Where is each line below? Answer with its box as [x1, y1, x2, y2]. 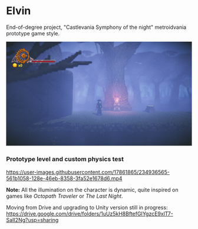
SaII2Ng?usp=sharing [6, 216, 59, 223]
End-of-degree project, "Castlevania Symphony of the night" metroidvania [6, 24, 187, 31]
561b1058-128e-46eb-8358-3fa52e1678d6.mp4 [6, 175, 123, 182]
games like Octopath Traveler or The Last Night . [6, 193, 123, 200]
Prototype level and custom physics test [6, 155, 124, 163]
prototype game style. [6, 29, 60, 36]
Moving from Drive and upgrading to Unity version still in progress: [6, 204, 168, 211]
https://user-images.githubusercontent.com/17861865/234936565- [6, 168, 170, 175]
